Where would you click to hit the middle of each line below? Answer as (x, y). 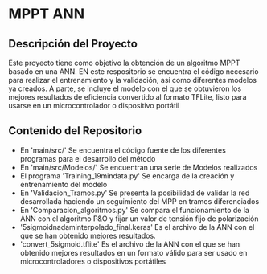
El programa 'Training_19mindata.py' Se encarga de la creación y (127, 176)
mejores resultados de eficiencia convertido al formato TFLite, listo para (127, 97)
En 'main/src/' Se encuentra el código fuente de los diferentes (123, 150)
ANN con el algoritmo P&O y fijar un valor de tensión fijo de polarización (139, 219)
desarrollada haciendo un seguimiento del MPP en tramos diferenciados (140, 201)
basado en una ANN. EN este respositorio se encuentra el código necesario (133, 72)
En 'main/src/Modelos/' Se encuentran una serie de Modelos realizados (139, 167)
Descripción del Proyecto (73, 44)
